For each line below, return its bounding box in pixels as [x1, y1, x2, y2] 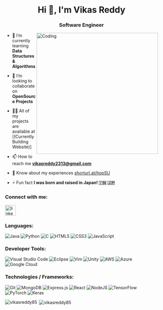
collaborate [12, 83, 35, 89]
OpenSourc [12, 93, 36, 99]
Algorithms [12, 63, 35, 69]
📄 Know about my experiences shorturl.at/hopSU [12, 170, 111, 176]
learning [12, 43, 29, 49]
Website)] [12, 144, 32, 150]
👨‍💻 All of [12, 108, 30, 114]
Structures [12, 53, 35, 59]
